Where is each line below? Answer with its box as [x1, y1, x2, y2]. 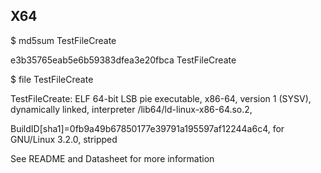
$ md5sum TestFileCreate [10, 34, 117, 46]
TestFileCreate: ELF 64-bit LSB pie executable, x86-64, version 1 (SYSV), [10, 92, 312, 104]
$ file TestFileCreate [10, 73, 94, 85]
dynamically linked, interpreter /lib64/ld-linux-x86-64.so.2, [10, 103, 253, 115]
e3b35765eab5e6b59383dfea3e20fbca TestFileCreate [10, 54, 237, 66]
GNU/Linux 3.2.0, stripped [10, 133, 118, 145]
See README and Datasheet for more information [10, 152, 215, 164]
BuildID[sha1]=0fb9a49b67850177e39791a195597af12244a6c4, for [10, 122, 285, 134]
